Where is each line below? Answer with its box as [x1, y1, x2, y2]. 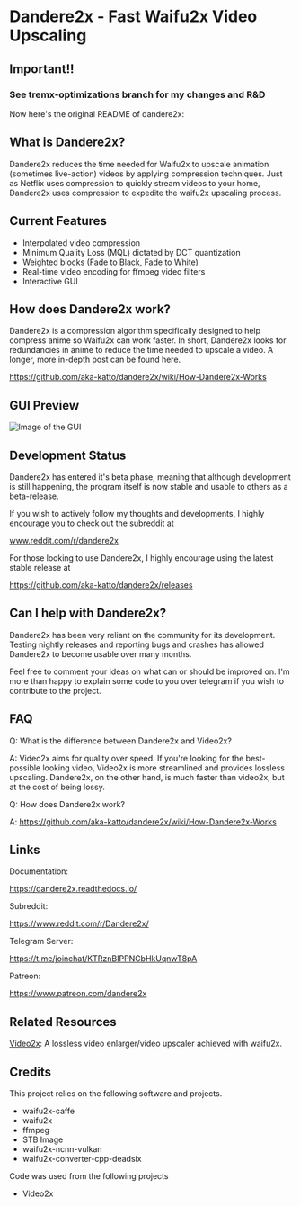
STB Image [22, 1134, 64, 1145]
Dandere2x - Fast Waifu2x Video [9, 6, 258, 27]
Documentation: [9, 866, 69, 877]
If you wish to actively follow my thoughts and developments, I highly [9, 508, 265, 518]
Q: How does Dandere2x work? [9, 798, 126, 809]
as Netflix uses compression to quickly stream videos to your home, [9, 177, 260, 188]
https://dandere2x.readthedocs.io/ [9, 884, 137, 895]
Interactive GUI [22, 275, 78, 286]
